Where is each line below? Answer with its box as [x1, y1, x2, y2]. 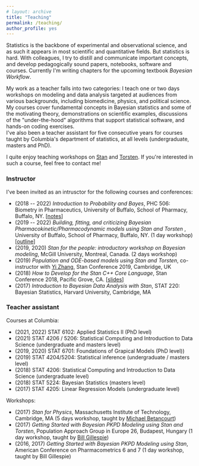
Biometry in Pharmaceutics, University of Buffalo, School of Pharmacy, [14, 206, 188, 213]
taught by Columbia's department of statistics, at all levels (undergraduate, [6, 135, 189, 143]
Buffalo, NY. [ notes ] [14, 212, 64, 219]
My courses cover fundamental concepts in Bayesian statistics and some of [6, 104, 192, 111]
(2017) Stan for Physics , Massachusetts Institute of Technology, [14, 408, 171, 415]
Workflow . [6, 73, 31, 80]
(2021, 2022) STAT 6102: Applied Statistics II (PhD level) [14, 328, 152, 335]
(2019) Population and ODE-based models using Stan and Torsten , [14, 257, 179, 264]
